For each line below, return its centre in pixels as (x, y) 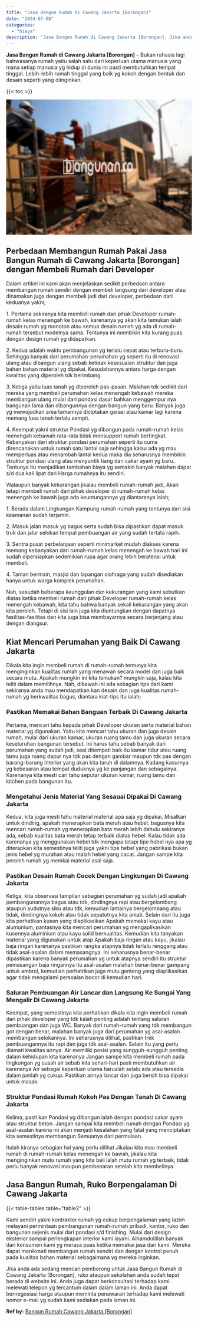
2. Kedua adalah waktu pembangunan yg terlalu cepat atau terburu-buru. (95, 350)
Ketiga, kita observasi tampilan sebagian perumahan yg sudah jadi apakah (96, 896)
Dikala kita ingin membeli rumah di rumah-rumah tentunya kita (82, 666)
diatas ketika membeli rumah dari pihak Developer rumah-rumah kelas (91, 598)
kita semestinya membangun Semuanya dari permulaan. (74, 1136)
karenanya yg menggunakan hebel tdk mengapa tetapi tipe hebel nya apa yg (99, 841)
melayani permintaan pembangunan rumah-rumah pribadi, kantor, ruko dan (98, 1226)
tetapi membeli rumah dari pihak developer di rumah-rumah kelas (85, 491)
